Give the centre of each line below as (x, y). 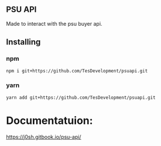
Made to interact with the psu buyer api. (54, 23)
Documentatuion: (49, 121)
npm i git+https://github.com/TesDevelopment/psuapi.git (77, 71)
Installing (23, 42)
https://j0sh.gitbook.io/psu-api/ (44, 137)
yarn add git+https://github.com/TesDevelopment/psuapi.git (81, 98)
